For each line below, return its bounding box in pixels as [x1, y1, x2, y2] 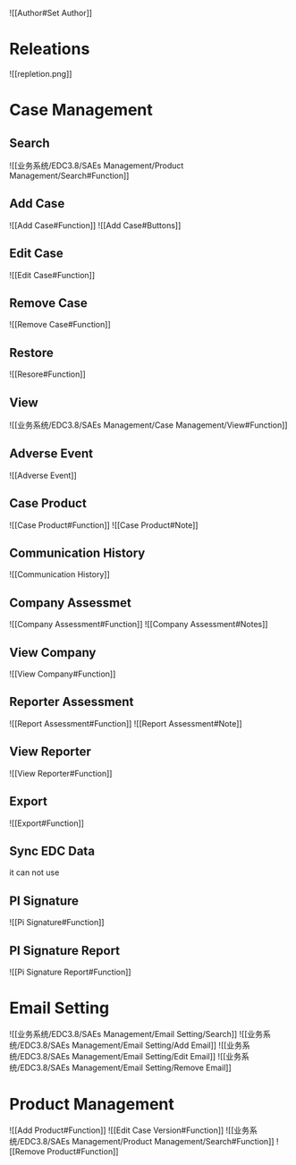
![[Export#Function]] [9, 818, 85, 829]
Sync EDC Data [9, 843, 96, 858]
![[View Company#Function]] [9, 668, 116, 679]
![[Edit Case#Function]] [9, 269, 96, 280]
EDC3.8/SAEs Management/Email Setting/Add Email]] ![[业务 [20, 1040, 243, 1050]
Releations [9, 39, 90, 59]
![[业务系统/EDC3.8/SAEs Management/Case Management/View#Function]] [9, 420, 288, 430]
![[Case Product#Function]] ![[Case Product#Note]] [9, 519, 199, 531]
